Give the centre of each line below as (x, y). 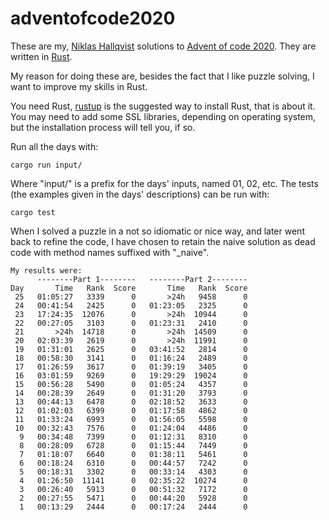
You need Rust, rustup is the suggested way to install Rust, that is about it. (163, 106)
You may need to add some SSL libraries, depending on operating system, (163, 116)
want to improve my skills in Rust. (79, 86)
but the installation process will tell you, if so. (103, 127)
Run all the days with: (54, 146)
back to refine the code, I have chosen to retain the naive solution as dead (163, 241)
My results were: (46, 270)
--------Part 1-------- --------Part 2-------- (142, 279)
